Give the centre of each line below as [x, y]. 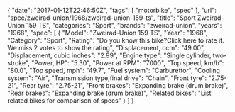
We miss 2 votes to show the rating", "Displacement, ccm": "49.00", [106, 48]
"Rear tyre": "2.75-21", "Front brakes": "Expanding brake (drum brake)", [124, 85]
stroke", [19, 63]
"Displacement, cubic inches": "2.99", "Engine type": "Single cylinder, [109, 55]
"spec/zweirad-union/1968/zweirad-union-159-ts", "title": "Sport [102, 18]
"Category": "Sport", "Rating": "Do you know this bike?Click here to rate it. [116, 40]
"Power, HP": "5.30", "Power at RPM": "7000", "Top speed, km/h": [128, 63]
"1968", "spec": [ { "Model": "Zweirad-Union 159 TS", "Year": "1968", [108, 33]
